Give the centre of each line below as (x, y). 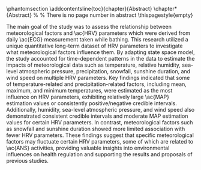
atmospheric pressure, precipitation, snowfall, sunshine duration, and (105, 71)
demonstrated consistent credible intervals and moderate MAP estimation (97, 116)
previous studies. (28, 161)
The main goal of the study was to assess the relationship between (89, 27)
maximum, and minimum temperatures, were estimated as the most (89, 90)
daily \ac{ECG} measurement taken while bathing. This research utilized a (97, 39)
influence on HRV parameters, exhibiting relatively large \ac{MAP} (88, 97)
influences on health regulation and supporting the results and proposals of (100, 154)
